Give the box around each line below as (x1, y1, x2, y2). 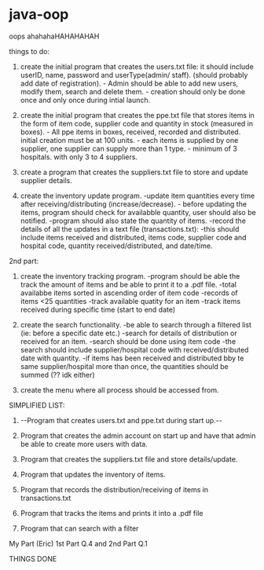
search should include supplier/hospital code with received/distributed (20, 345, 249, 354)
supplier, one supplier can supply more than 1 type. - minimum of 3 (20, 144, 238, 153)
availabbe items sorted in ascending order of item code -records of (20, 288, 238, 298)
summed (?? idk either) (20, 370, 95, 379)
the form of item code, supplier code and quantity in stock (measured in (20, 119, 254, 128)
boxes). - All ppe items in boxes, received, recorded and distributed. (20, 127, 241, 137)
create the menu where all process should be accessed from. (20, 385, 219, 394)
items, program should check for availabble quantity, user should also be (20, 207, 256, 217)
